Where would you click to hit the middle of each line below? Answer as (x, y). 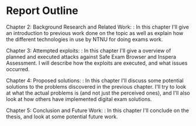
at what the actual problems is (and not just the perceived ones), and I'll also (98, 93)
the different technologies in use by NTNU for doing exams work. (85, 39)
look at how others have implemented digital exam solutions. (79, 99)
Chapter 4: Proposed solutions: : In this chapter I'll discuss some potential (95, 80)
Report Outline (42, 11)
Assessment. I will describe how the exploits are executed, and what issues (97, 63)
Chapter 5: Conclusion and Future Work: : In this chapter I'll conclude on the (97, 110)
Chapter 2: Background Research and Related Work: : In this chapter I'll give (97, 27)
